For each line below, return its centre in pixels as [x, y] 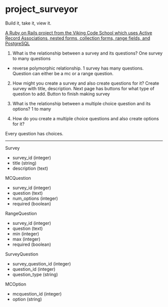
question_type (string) [35, 274]
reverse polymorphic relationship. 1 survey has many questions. [78, 68]
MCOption [16, 284]
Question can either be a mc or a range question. [63, 73]
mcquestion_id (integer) [37, 293]
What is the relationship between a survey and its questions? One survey [87, 53]
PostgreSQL [17, 43]
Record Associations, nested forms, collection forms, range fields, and [78, 38]
